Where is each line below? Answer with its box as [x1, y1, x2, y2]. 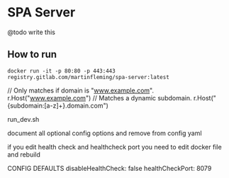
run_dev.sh [7, 115, 40, 123]
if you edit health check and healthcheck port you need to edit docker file [7, 142, 222, 151]
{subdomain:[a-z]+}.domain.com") [7, 101, 108, 110]
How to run [7, 48, 57, 61]
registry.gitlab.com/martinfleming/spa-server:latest [7, 73, 170, 80]
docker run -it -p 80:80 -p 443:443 [7, 67, 116, 75]
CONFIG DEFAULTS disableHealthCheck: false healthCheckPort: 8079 [7, 164, 212, 172]
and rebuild [7, 150, 41, 159]
